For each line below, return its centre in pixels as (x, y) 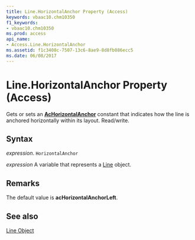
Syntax (19, 139)
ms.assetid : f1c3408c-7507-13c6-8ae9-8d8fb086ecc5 (70, 50)
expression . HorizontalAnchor (42, 153)
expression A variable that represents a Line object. (69, 165)
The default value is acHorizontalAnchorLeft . (62, 198)
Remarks (23, 183)
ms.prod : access (26, 34)
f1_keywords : (22, 23)
